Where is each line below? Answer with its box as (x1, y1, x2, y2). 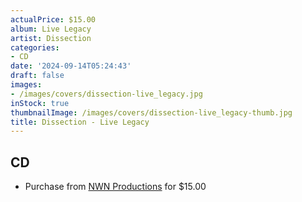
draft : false (10, 71, 65, 81)
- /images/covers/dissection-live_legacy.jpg (10, 89, 203, 99)
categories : (10, 42, 60, 53)
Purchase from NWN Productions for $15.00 (24, 181, 207, 193)
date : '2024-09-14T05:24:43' (10, 61, 132, 71)
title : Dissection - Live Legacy (10, 117, 150, 127)
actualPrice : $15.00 (10, 14, 97, 25)
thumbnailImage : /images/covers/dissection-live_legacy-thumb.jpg (10, 107, 293, 118)
